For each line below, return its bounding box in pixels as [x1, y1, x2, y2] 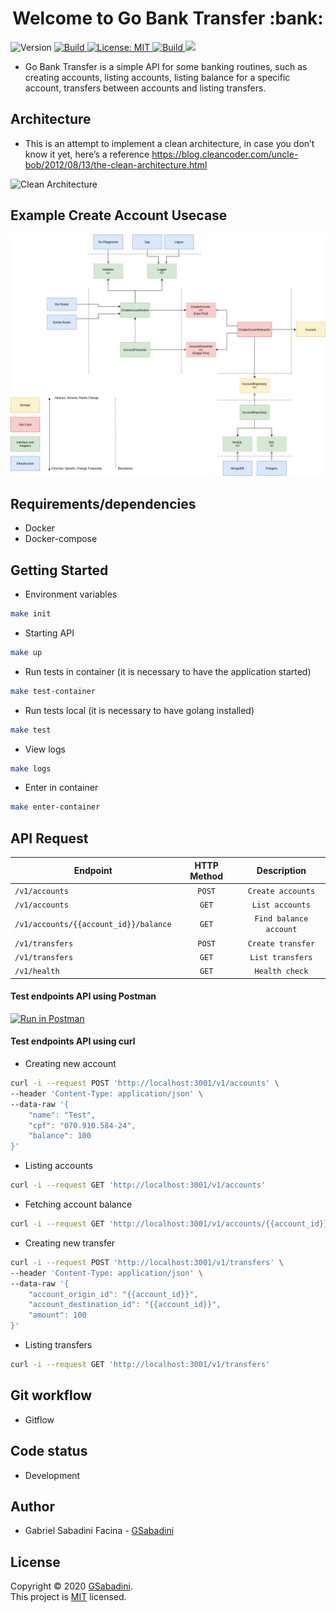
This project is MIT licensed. [10, 1591, 127, 1603]
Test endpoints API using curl [10, 1035, 136, 1047]
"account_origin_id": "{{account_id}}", [28, 1289, 199, 1299]
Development [24, 1469, 81, 1481]
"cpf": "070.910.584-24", [28, 1120, 137, 1131]
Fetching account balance [24, 1198, 133, 1211]
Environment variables [24, 588, 118, 601]
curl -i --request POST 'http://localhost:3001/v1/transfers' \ [10, 1257, 284, 1267]
